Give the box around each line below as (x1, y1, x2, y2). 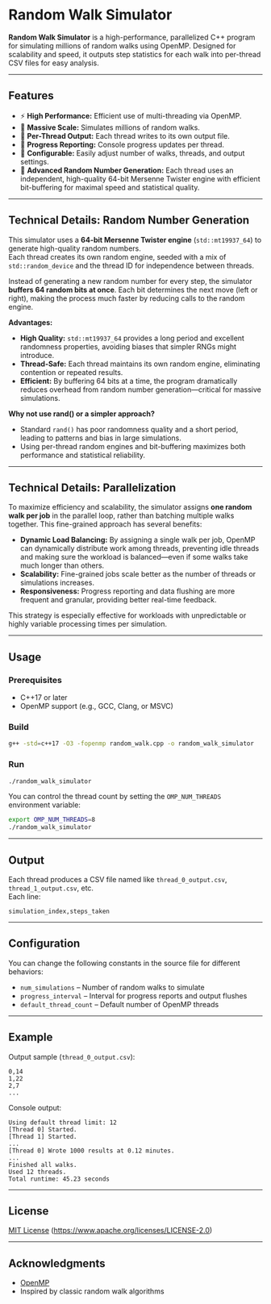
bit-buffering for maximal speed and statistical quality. (19, 182, 200, 192)
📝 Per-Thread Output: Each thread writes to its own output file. (19, 131, 230, 140)
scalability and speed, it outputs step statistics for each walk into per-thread (8, 49, 261, 59)
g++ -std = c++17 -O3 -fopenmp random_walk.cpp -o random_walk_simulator (8, 739, 254, 748)
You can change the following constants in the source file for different (8, 958, 240, 968)
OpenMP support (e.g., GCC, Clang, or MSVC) (19, 702, 173, 711)
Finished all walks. (8, 1160, 78, 1169)
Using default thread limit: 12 (8, 1119, 117, 1127)
